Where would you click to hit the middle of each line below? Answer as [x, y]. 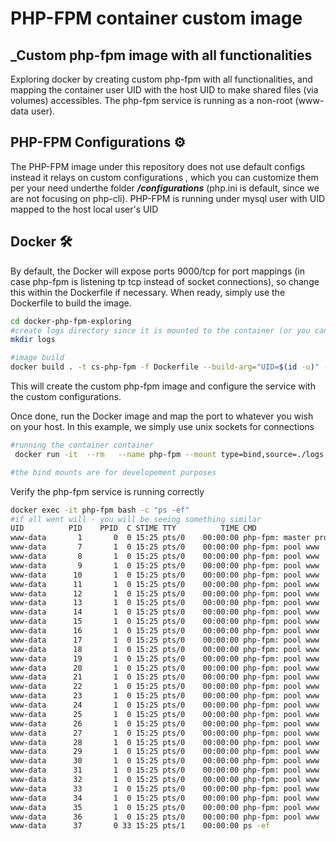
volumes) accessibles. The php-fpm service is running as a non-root [151, 100]
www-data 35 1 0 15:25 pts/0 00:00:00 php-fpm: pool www [165, 807]
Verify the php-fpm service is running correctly [107, 491]
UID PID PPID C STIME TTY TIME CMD [133, 528]
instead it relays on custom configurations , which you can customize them [164, 177]
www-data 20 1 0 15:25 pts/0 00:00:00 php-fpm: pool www [165, 668]
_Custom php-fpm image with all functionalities [161, 55]
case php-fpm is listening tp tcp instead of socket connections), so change [165, 281]
